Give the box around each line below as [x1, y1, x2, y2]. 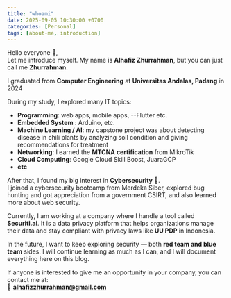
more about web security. [7, 199, 81, 207]
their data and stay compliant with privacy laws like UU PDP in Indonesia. [7, 226, 216, 235]
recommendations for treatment [17, 140, 109, 149]
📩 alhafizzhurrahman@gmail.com [7, 283, 107, 292]
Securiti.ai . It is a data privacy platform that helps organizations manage [7, 220, 214, 228]
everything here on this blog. [7, 255, 89, 263]
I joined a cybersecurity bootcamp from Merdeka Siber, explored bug [7, 183, 205, 192]
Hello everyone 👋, [7, 49, 58, 57]
